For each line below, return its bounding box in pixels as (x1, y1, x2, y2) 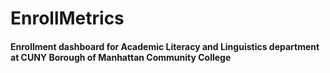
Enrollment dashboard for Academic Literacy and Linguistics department (10, 40, 320, 52)
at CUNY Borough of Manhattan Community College (10, 51, 232, 63)
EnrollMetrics (10, 7, 125, 30)
